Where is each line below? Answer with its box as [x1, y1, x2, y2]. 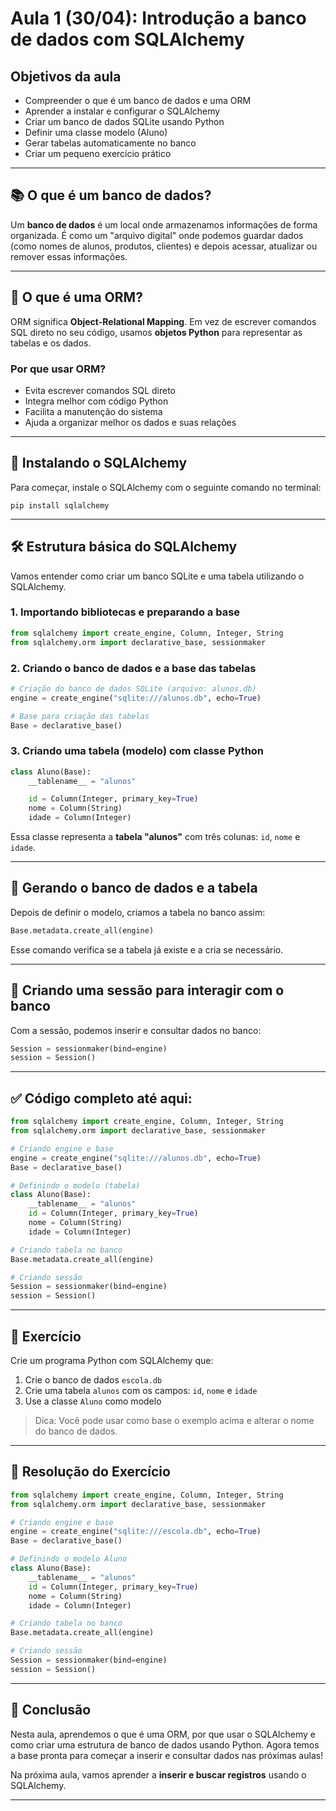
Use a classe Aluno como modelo [24, 1395, 162, 1407]
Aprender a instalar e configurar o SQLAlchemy [24, 105, 221, 117]
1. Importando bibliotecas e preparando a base [10, 605, 241, 619]
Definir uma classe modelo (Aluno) [24, 127, 168, 138]
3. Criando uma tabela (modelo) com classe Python [10, 744, 265, 758]
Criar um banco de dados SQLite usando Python [24, 116, 225, 127]
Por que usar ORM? [10, 362, 107, 376]
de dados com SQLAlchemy [10, 28, 245, 51]
